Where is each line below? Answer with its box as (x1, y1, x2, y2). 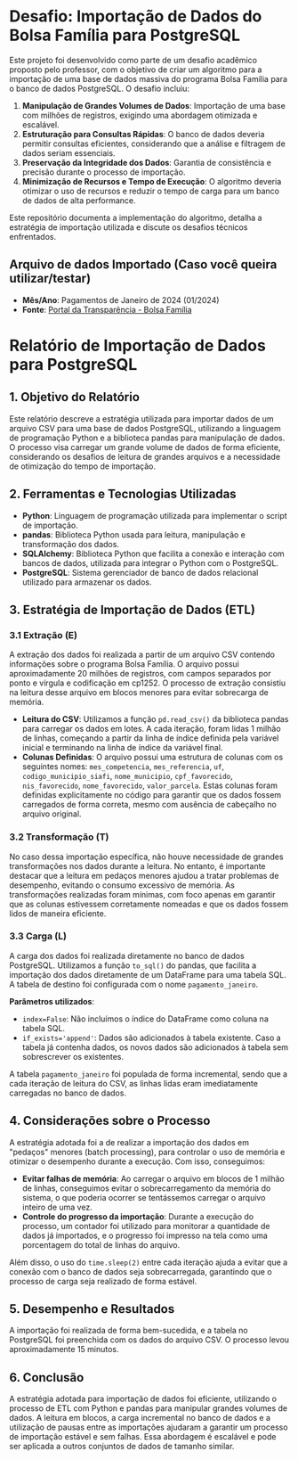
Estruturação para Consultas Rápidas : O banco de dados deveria (21, 128, 265, 139)
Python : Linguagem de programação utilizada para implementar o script (21, 510, 287, 521)
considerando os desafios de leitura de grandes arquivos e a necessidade (9, 451, 281, 462)
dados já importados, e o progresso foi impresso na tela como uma (21, 1230, 269, 1241)
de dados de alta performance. (21, 194, 136, 206)
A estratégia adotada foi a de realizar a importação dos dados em (9, 1136, 249, 1147)
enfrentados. (9, 231, 56, 242)
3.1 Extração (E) (9, 628, 78, 641)
